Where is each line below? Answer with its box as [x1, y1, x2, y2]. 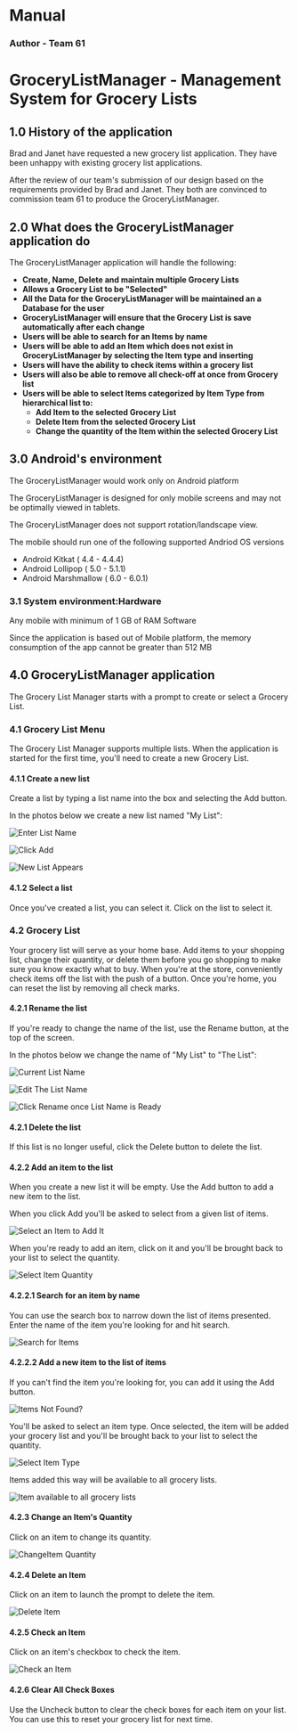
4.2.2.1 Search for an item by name [9, 1290, 141, 1301]
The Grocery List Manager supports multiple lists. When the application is [9, 743, 278, 754]
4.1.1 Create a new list [9, 772, 91, 784]
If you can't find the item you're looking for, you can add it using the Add [9, 1377, 275, 1387]
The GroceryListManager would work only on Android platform [9, 475, 239, 486]
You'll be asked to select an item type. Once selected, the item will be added [9, 1420, 289, 1431]
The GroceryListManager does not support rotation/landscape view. [9, 519, 259, 530]
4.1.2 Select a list [9, 882, 73, 893]
